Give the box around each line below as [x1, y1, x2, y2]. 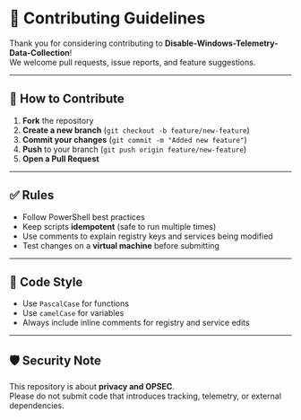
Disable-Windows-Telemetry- [164, 38, 279, 48]
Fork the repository [21, 115, 94, 126]
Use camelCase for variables [21, 308, 125, 319]
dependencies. [9, 400, 64, 411]
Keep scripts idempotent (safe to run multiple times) [21, 221, 217, 232]
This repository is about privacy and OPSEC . [9, 381, 175, 392]
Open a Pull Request [21, 153, 100, 164]
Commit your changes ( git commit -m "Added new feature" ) [21, 134, 248, 144]
